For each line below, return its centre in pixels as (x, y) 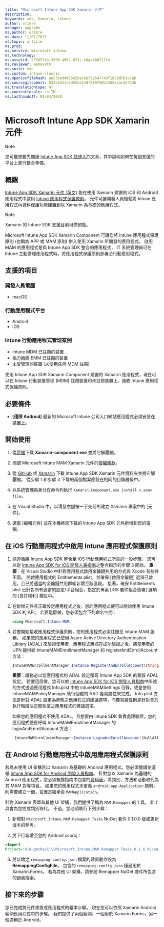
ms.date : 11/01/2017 (26, 37)
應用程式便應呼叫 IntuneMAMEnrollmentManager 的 (64, 723)
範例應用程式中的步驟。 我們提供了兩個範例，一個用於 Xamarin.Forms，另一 (81, 913)
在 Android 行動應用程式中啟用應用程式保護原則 (77, 754)
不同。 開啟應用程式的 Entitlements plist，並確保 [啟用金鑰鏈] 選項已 (80, 577)
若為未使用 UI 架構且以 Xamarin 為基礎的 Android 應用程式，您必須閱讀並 (78, 767)
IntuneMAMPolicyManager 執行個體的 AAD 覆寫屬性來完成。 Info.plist (82, 694)
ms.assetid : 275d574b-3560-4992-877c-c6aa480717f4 (58, 60)
